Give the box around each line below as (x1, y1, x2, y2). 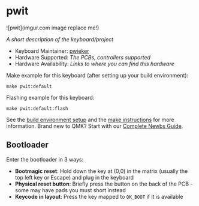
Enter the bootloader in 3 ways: (6, 156, 84, 163)
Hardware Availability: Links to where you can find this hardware (14, 60, 175, 67)
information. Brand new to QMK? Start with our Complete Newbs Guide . (6, 122, 183, 130)
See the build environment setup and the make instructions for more (6, 116, 175, 123)
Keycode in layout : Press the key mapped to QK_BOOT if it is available (14, 193, 183, 200)
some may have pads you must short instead (14, 186, 126, 193)
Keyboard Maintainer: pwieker (14, 47, 89, 55)
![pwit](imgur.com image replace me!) (6, 24, 99, 31)
